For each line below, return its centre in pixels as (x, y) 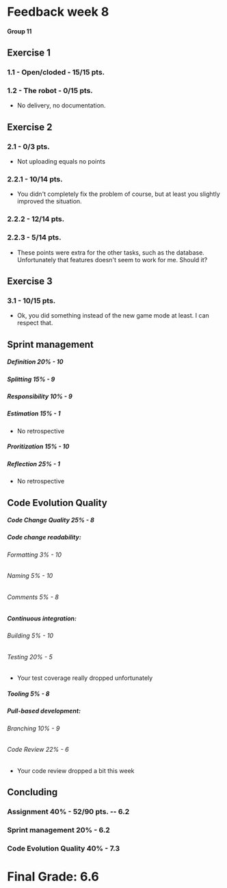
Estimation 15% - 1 (34, 414)
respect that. (35, 323)
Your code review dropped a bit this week (76, 770)
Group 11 (19, 31)
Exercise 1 (29, 53)
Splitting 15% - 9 (31, 379)
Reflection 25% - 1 (34, 464)
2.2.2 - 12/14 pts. (36, 219)
